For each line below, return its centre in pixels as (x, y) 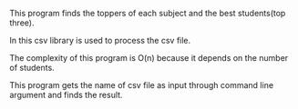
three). (22, 23)
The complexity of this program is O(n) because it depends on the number (149, 58)
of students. (32, 68)
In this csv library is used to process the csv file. (100, 40)
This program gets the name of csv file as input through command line (142, 85)
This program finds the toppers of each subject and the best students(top (148, 13)
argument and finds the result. (66, 95)
